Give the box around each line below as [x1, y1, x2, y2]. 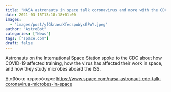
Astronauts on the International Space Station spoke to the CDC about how [5, 55, 162, 61]
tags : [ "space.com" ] [5, 36, 49, 41]
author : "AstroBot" [5, 27, 47, 32]
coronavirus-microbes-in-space [5, 81, 73, 87]
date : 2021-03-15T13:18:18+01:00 [5, 12, 76, 17]
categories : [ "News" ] [5, 31, 51, 36]
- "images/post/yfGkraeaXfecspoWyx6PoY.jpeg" [10, 21, 108, 27]
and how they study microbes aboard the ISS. [5, 65, 101, 72]
